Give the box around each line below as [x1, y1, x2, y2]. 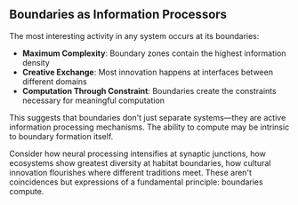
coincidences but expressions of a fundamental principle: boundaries [9, 177, 264, 187]
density [21, 57, 51, 67]
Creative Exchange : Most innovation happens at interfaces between [21, 67, 274, 77]
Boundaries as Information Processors [9, 7, 228, 22]
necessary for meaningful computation [21, 95, 165, 106]
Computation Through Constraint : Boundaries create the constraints [21, 85, 278, 96]
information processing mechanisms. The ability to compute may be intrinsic [9, 122, 290, 132]
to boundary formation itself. [9, 130, 114, 141]
